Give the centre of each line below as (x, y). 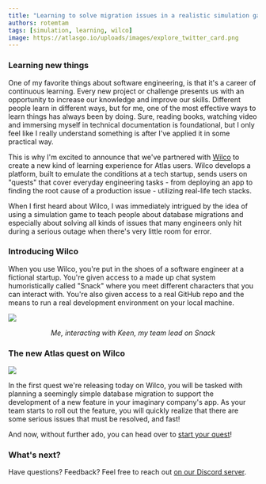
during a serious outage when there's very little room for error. (110, 231)
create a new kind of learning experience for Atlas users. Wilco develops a (129, 165)
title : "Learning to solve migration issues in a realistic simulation (129, 15)
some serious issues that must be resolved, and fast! (94, 419)
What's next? (34, 455)
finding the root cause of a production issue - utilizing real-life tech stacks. (130, 190)
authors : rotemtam (38, 23)
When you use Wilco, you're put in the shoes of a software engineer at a (126, 269)
